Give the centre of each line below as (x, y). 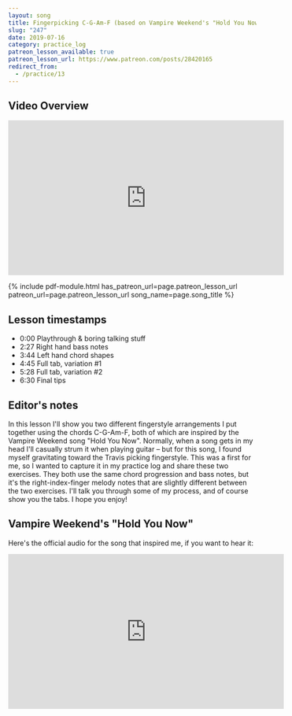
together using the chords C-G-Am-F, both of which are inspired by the (124, 433)
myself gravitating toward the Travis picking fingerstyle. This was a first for (130, 458)
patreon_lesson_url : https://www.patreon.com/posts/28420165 (111, 60)
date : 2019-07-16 (37, 37)
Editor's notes (43, 405)
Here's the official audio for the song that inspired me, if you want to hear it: (131, 543)
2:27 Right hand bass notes (64, 347)
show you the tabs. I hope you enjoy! (68, 500)
